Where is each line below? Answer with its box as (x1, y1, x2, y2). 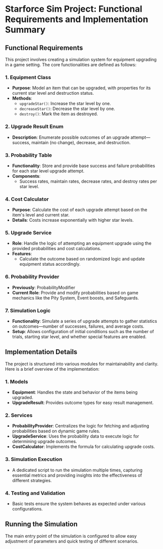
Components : (12, 173, 41, 179)
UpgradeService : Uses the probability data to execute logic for (12, 433, 139, 439)
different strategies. (12, 477, 52, 483)
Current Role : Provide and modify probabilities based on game (12, 290, 139, 296)
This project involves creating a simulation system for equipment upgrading (5, 57, 157, 62)
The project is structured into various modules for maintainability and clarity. (5, 360, 159, 367)
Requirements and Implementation (5, 14, 148, 25)
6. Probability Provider (5, 274, 60, 280)
